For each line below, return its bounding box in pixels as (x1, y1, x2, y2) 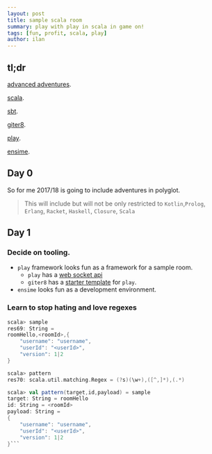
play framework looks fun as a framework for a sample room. (17, 263, 193, 271)
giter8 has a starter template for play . (27, 278, 137, 287)
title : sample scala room (7, 17, 82, 24)
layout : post (7, 10, 45, 17)
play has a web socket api (27, 271, 103, 279)
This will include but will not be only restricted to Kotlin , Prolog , (24, 199, 206, 208)
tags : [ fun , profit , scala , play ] (7, 29, 108, 37)
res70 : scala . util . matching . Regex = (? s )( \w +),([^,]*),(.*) (7, 376, 186, 383)
